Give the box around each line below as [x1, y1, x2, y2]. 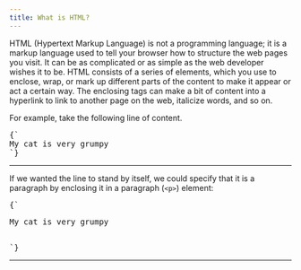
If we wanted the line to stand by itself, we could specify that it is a [9, 172, 255, 184]
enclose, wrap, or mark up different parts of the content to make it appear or [9, 75, 291, 86]
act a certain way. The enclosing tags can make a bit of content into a [9, 85, 266, 96]
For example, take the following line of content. [9, 112, 183, 123]
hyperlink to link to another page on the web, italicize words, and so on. [9, 95, 273, 106]
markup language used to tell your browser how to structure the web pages [9, 47, 288, 58]
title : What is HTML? [9, 13, 90, 22]
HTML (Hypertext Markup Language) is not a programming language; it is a [9, 38, 287, 48]
